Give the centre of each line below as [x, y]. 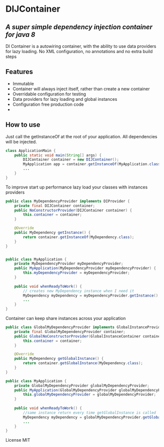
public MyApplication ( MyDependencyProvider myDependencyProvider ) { [85, 268]
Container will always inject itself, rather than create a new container [81, 89]
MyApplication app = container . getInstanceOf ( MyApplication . [86, 164]
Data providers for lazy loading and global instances [65, 99]
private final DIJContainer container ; [55, 205]
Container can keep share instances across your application [66, 318]
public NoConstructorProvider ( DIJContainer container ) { [73, 210]
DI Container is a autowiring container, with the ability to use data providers [81, 46]
